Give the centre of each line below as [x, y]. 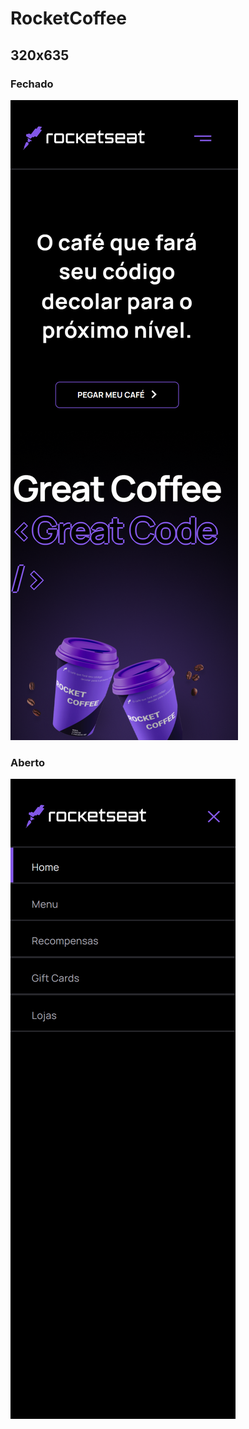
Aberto [28, 762]
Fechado [32, 84]
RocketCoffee [69, 18]
